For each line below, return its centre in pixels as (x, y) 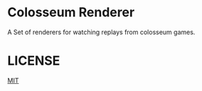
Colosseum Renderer (71, 12)
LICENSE (34, 61)
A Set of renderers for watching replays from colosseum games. (101, 32)
